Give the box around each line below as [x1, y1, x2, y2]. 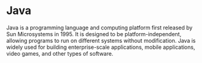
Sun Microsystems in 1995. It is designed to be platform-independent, [6, 30, 182, 37]
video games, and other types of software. [6, 50, 114, 57]
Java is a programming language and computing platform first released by [6, 24, 193, 31]
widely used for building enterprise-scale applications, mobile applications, [6, 43, 195, 51]
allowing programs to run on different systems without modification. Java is [6, 37, 196, 44]
